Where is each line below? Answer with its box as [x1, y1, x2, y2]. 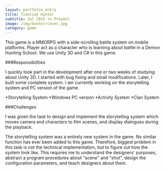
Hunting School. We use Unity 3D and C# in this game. [5, 50, 117, 56]
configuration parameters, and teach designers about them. [5, 160, 127, 166]
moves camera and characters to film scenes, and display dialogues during [5, 119, 159, 125]
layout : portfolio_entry [5, 7, 56, 12]
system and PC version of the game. [5, 85, 79, 91]
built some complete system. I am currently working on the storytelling [5, 80, 150, 86]
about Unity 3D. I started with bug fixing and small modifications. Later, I [5, 74, 153, 80]
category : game [5, 26, 37, 31]
